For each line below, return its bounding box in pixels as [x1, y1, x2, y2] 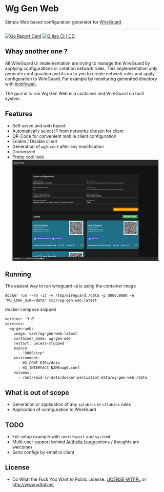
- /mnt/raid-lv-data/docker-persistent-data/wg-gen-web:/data [18, 375, 147, 380]
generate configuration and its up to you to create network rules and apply [5, 70, 155, 76]
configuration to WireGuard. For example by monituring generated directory [5, 76, 157, 82]
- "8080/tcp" [18, 351, 45, 356]
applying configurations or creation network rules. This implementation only [5, 65, 158, 71]
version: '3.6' [5, 317, 36, 322]
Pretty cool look [12, 154, 44, 160]
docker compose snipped [5, 307, 57, 312]
